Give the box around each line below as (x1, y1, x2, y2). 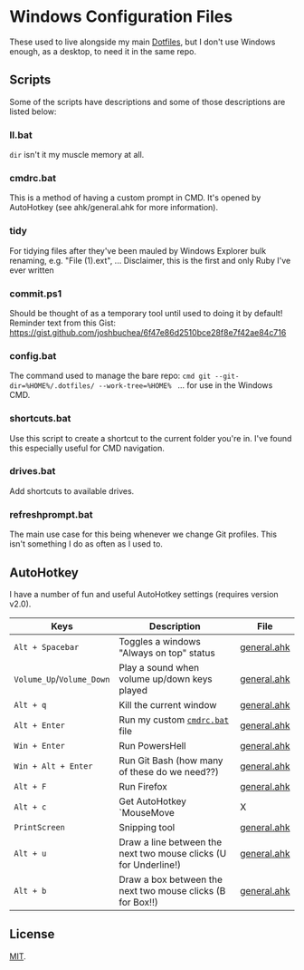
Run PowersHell (119, 739, 186, 752)
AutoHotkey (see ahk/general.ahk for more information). (9, 202, 219, 213)
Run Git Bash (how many (119, 754, 223, 767)
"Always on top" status (119, 646, 215, 659)
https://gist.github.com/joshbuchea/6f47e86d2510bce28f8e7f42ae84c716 (9, 326, 287, 337)
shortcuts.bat (9, 412, 71, 425)
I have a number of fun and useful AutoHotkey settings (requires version (9, 588, 279, 599)
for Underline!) (119, 858, 181, 871)
